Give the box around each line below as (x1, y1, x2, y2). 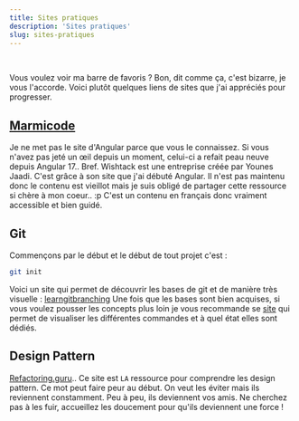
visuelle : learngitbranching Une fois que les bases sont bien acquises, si (9, 293, 280, 304)
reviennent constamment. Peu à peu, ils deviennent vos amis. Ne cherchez (9, 391, 287, 403)
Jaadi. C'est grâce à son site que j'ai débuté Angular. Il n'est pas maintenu (9, 171, 285, 182)
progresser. (9, 91, 52, 102)
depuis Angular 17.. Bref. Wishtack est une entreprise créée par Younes (9, 161, 274, 172)
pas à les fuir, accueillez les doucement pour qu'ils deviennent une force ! (9, 401, 285, 412)
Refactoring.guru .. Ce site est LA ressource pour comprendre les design (9, 372, 276, 383)
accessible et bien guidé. (9, 200, 103, 211)
